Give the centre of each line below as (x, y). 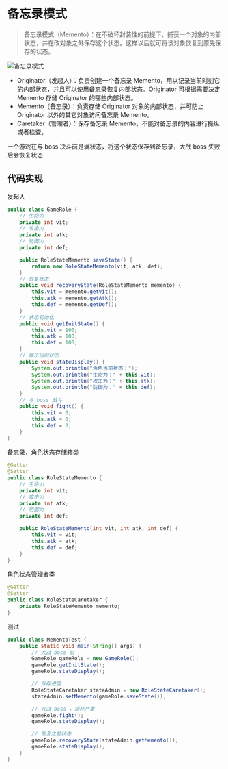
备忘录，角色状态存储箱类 (43, 452)
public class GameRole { (42, 210)
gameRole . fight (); (58, 715)
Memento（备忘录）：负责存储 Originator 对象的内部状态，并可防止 (110, 106)
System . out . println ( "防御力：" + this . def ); (94, 388)
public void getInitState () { (62, 324)
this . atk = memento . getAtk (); (74, 299)
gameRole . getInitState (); (69, 665)
